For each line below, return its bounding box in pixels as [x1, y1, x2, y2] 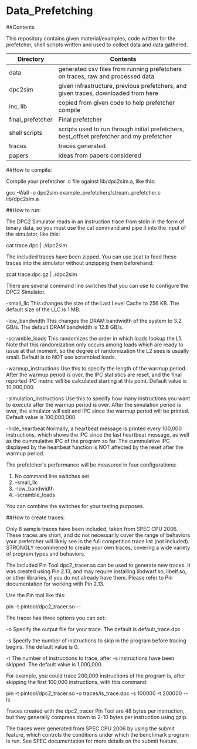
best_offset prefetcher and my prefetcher [58, 132, 172, 140]
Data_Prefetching [6, 4, 93, 18]
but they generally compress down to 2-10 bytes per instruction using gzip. [6, 713, 188, 720]
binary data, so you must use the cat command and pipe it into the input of [6, 224, 186, 231]
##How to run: [6, 206, 41, 213]
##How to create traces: [6, 514, 65, 521]
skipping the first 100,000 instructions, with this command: [6, 678, 148, 685]
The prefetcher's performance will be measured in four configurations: [6, 461, 177, 468]
